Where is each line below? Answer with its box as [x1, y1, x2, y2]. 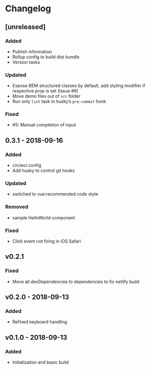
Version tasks [12, 59, 40, 65]
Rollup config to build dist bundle [12, 54, 80, 60]
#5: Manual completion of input [12, 122, 76, 128]
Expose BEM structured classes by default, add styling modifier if [12, 82, 146, 89]
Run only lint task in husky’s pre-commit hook [12, 98, 106, 104]
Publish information [12, 48, 52, 54]
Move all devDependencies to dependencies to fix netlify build [12, 279, 140, 285]
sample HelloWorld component [12, 214, 75, 220]
